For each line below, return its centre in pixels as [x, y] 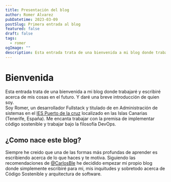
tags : [11, 39]
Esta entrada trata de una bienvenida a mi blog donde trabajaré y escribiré [83, 92]
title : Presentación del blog [37, 10]
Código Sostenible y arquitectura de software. [53, 174]
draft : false [19, 34]
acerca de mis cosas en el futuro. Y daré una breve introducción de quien [82, 97]
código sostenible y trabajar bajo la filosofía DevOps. [61, 124]
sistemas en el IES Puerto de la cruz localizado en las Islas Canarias [76, 113]
